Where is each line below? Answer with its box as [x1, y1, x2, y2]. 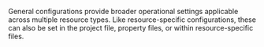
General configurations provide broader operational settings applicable [8, 7, 239, 16]
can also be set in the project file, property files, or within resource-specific [8, 23, 254, 32]
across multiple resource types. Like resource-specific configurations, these [8, 15, 256, 24]
